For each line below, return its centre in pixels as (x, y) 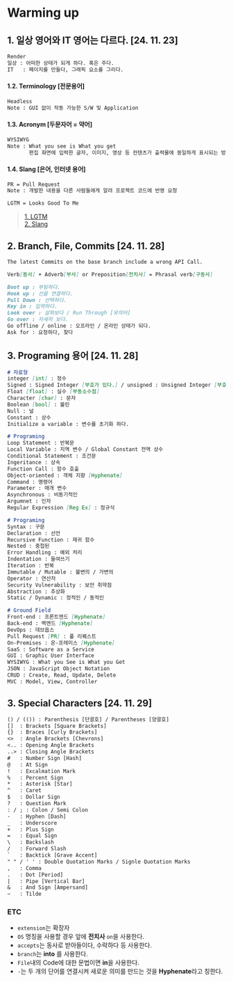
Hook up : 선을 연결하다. (40, 294)
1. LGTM (36, 216)
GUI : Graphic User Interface (51, 656)
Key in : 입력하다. (32, 307)
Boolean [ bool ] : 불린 (38, 404)
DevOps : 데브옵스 (31, 630)
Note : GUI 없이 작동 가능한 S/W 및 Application (73, 108)
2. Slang (36, 224)
